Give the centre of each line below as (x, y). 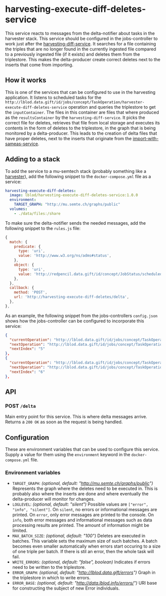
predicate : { (27, 246)
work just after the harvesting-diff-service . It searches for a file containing (81, 43)
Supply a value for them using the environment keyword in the (68, 455)
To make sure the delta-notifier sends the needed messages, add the (76, 223)
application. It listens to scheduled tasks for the (53, 97)
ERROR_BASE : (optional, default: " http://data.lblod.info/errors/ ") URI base (84, 583)
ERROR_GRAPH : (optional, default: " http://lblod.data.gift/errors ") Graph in (84, 573)
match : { (19, 242)
